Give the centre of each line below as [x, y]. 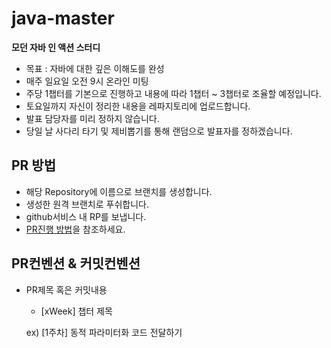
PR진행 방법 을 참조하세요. [75, 229]
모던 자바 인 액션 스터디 [56, 47]
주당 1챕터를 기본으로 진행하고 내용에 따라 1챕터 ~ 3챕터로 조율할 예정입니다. [173, 93]
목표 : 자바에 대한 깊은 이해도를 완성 [95, 68]
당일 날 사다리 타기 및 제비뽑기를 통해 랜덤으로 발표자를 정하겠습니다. [159, 131]
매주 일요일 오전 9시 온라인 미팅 [87, 81]
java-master [63, 18]
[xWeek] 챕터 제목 [76, 311]
